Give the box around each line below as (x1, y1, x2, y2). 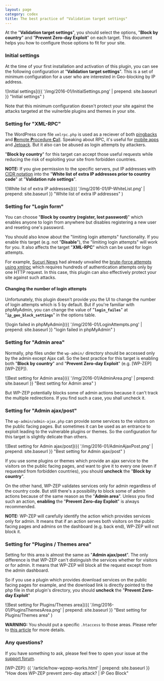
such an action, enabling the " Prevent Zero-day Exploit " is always (5, 498, 140, 504)
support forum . (5, 655, 36, 661)
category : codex (5, 12, 38, 17)
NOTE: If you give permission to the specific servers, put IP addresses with (5, 165, 156, 171)
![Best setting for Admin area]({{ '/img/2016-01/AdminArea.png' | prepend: (5, 375, 155, 381)
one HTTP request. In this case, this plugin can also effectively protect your (5, 269, 157, 275)
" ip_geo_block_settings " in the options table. (5, 312, 96, 318)
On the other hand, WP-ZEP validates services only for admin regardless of (5, 483, 156, 489)
